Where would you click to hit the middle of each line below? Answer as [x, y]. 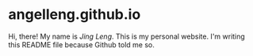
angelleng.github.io [75, 15]
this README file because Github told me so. [81, 44]
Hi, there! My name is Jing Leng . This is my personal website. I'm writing [127, 36]
